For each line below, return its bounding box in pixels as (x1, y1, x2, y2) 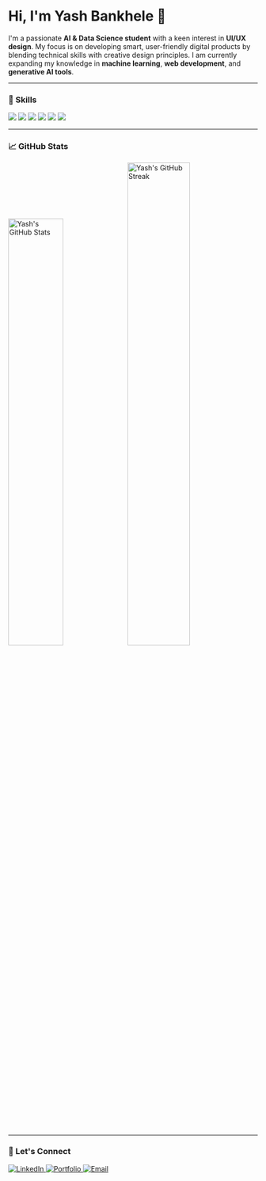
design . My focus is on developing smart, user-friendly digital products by (8, 41, 251, 51)
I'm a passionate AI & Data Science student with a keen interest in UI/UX (8, 33, 247, 43)
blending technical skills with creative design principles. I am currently (8, 50, 237, 59)
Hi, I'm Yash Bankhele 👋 (8, 7, 166, 25)
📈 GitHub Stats (8, 141, 69, 152)
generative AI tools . (8, 67, 74, 76)
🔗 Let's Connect (8, 1146, 71, 1157)
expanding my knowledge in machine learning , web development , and (8, 59, 241, 68)
